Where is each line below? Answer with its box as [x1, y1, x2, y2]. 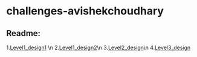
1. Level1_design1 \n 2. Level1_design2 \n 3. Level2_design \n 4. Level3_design [6, 44, 191, 51]
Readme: [6, 28, 41, 38]
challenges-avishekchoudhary [6, 4, 164, 18]
